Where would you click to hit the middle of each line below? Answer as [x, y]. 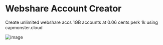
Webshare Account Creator [63, 9]
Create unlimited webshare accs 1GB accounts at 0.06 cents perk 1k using [81, 22]
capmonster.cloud [24, 27]
